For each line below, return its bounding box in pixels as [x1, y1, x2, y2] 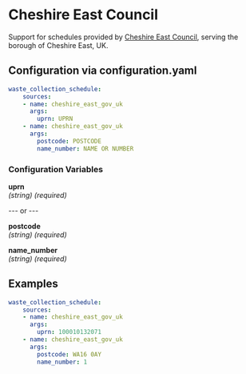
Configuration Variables [8, 163, 104, 175]
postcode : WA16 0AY [37, 350, 102, 358]
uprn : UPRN [37, 115, 73, 123]
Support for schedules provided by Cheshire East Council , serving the [8, 32, 239, 42]
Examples [8, 277, 58, 291]
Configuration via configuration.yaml [8, 64, 197, 78]
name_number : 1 [37, 358, 88, 366]
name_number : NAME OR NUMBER [37, 144, 134, 153]
